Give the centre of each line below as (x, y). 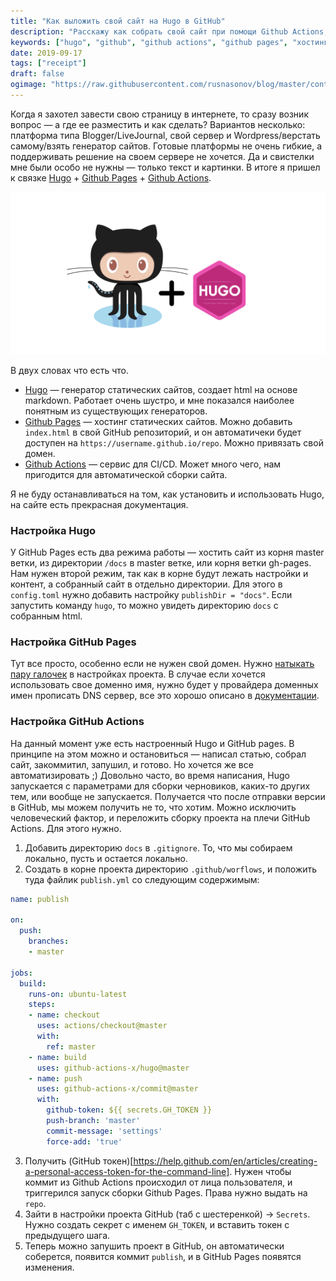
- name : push (55, 1078)
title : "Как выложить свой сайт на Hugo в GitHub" (118, 21)
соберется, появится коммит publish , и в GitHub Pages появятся (163, 1256)
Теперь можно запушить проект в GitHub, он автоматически (154, 1246)
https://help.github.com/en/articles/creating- (225, 1161)
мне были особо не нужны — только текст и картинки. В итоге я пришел (165, 167)
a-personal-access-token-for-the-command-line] (127, 1171)
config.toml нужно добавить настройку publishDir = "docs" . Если (151, 595)
